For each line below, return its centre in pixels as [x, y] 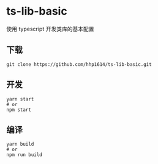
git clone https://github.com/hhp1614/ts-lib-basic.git [79, 64]
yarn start [20, 99]
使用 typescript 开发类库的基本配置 [50, 29]
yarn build [20, 144]
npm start [19, 110]
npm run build [24, 155]
